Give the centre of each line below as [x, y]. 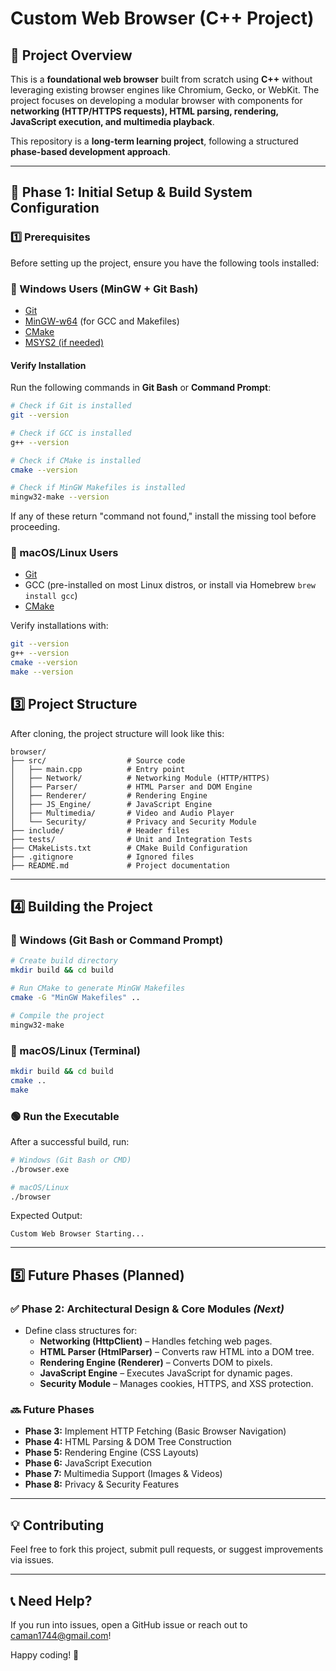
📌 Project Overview [71, 55]
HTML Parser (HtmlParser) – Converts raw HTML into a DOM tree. [177, 1352]
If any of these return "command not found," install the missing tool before [163, 516]
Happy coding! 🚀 [45, 1655]
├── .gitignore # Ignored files [102, 857]
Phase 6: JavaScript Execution [88, 1463]
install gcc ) [51, 596]
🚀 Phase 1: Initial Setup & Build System [131, 192]
